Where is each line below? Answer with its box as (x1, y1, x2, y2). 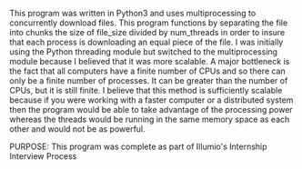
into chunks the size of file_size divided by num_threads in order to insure (9, 27, 286, 37)
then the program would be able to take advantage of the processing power (9, 104, 293, 114)
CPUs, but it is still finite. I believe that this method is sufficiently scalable (9, 85, 283, 95)
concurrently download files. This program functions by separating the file (9, 17, 288, 28)
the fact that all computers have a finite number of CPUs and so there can (9, 65, 287, 76)
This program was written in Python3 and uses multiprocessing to (9, 8, 257, 18)
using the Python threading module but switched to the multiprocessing (9, 46, 278, 57)
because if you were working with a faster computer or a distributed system (9, 94, 294, 105)
